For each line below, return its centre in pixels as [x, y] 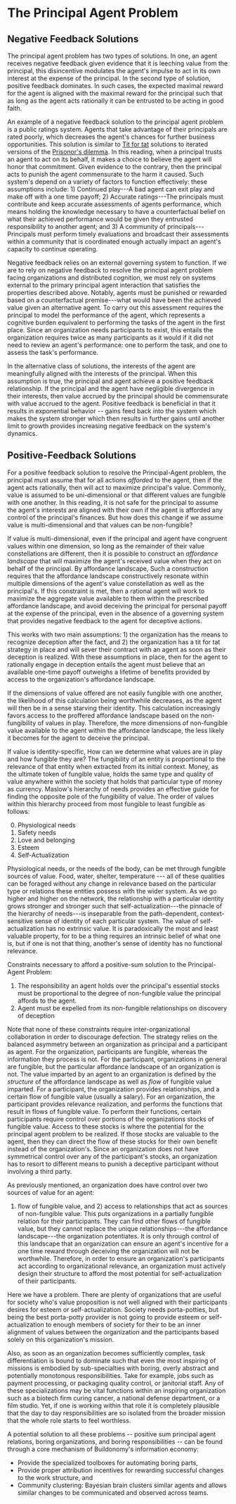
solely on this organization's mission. [61, 1339]
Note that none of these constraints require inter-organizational [99, 1029]
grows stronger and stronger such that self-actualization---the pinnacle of [115, 905]
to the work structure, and [55, 1477]
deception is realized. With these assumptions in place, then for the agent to [118, 657]
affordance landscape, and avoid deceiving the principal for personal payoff [117, 606]
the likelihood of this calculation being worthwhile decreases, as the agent [115, 700]
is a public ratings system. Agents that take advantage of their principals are [118, 129]
